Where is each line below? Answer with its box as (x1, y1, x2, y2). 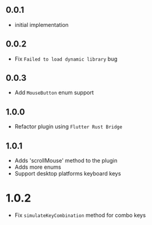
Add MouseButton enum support (14, 89, 94, 97)
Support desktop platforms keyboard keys (14, 170, 121, 177)
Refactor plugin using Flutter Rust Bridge (14, 123, 123, 130)
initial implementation (14, 21, 69, 28)
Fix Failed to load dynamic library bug (14, 55, 118, 62)
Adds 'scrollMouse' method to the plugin (14, 157, 118, 164)
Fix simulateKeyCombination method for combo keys (14, 212, 146, 219)
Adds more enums (14, 163, 62, 171)
